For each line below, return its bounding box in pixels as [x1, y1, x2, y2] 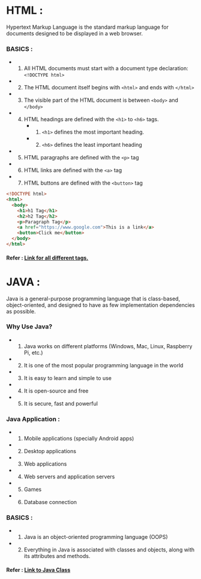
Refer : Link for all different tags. [6, 254, 89, 261]
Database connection [23, 499, 77, 506]
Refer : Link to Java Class [6, 566, 71, 573]
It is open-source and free [23, 387, 89, 394]
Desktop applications [23, 448, 77, 455]
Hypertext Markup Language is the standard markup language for [6, 23, 169, 31]
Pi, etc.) [23, 349, 43, 356]
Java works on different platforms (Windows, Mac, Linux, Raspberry [23, 342, 193, 349]
